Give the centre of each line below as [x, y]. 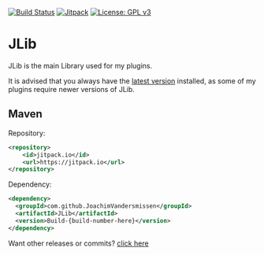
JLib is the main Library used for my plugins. [80, 65]
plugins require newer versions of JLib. [72, 89]
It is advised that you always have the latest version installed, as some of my [132, 81]
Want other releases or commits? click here [78, 243]
